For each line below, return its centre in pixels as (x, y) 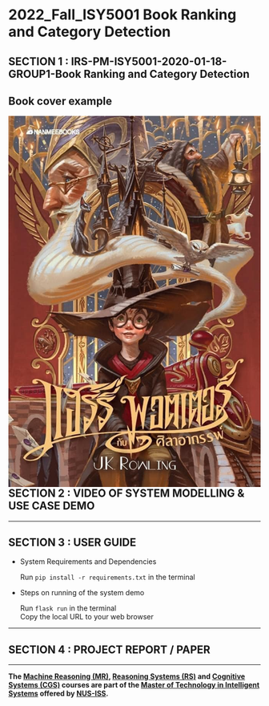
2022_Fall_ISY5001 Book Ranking (122, 15)
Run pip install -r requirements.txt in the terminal (107, 577)
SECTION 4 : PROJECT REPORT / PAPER (109, 649)
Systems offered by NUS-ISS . (58, 694)
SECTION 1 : (39, 61)
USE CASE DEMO (52, 506)
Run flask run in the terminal (68, 608)
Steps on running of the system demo (82, 593)
